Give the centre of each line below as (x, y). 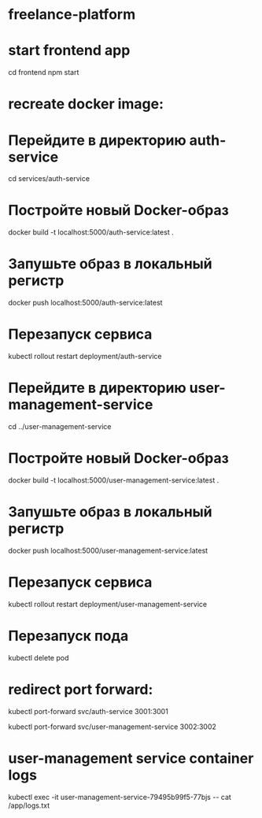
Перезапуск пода (68, 636)
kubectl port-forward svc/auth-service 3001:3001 (89, 711)
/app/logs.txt (29, 805)
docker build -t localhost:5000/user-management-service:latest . (114, 480)
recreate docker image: (86, 104)
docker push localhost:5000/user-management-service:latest (108, 550)
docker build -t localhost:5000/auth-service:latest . (91, 232)
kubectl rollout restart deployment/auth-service (85, 357)
